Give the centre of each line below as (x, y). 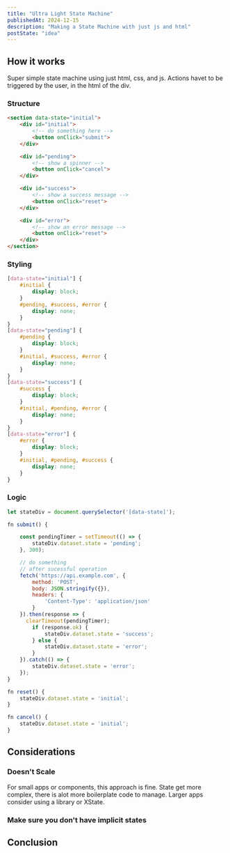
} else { (45, 640)
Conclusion (33, 842)
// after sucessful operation (64, 569)
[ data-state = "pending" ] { (44, 331)
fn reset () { (26, 692)
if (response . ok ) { (60, 627)
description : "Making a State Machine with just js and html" (99, 26)
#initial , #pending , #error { (64, 408)
